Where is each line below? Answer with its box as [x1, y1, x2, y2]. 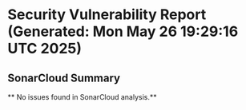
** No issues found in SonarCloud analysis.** [7, 92, 157, 101]
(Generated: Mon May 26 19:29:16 [7, 22, 239, 41]
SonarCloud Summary [7, 71, 121, 84]
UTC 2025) [7, 40, 82, 57]
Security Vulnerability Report [7, 6, 207, 24]
